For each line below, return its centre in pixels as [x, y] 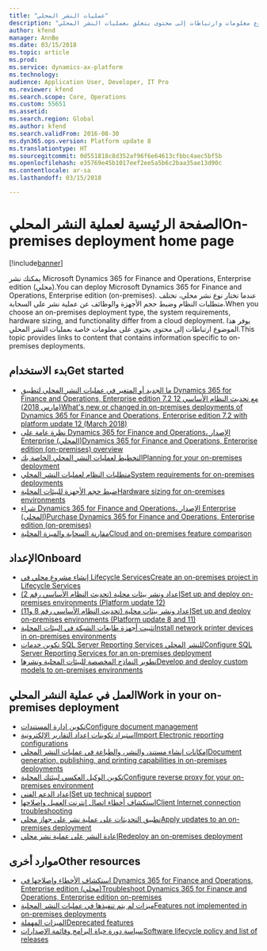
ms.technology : [34, 75]
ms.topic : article [39, 52]
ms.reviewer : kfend [41, 89]
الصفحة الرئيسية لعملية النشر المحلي [116, 224]
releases [34, 939]
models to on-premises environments [82, 670]
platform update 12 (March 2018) [74, 424]
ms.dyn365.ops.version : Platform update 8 [80, 141]
